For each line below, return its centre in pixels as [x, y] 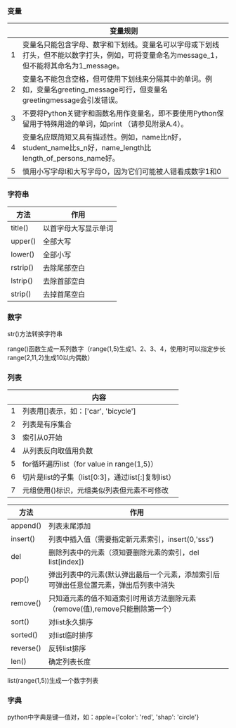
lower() [23, 254]
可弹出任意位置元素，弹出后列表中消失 [112, 585]
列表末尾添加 [70, 526]
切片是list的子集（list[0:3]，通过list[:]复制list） [99, 477]
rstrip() [22, 267]
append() [26, 526]
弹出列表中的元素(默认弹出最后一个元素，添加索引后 [134, 574]
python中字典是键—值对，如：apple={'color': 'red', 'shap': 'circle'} [103, 717]
